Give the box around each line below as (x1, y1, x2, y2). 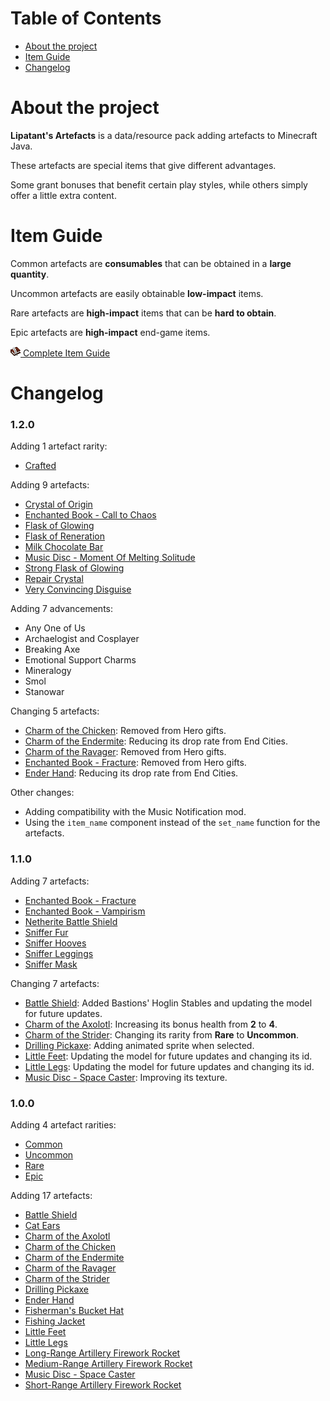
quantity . (10, 268, 50, 280)
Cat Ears (24, 1219, 61, 1231)
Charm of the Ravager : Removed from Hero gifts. (24, 746, 227, 758)
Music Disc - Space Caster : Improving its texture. (24, 1071, 228, 1083)
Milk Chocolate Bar (24, 541, 104, 553)
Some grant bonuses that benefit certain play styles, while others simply (10, 178, 308, 191)
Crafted (24, 460, 57, 472)
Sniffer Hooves (24, 937, 87, 949)
